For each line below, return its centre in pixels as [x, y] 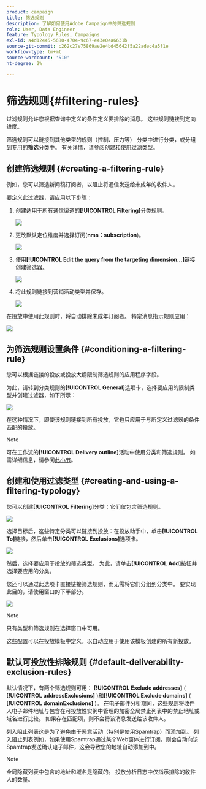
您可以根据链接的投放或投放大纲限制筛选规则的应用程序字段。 [84, 375]
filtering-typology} [43, 491]
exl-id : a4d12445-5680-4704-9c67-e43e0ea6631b [67, 40]
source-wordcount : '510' [38, 58]
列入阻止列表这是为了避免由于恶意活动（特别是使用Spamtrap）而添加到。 [99, 731]
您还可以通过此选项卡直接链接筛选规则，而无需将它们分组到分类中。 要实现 [101, 584]
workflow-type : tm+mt [34, 52]
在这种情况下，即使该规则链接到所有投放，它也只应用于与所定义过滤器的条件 [103, 420]
